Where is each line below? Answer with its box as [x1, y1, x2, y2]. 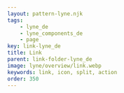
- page [20, 36, 39, 43]
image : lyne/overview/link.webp [7, 62, 102, 69]
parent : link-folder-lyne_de [7, 56, 92, 63]
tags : [7, 17, 23, 24]
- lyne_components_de [20, 29, 83, 37]
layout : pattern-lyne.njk [7, 10, 83, 17]
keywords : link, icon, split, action [7, 69, 118, 76]
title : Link [7, 50, 42, 57]
